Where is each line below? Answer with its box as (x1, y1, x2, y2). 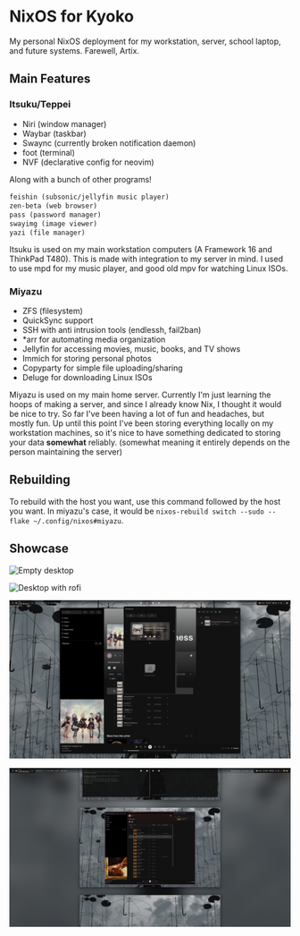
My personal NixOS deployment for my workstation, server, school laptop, (9, 36, 281, 47)
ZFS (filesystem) (21, 305, 83, 316)
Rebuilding (9, 472, 71, 488)
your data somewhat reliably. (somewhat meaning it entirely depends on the (9, 437, 290, 447)
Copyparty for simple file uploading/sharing (21, 362, 183, 373)
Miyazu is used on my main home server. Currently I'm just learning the (9, 389, 271, 400)
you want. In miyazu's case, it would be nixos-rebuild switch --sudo (9, 506, 265, 516)
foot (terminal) (21, 147, 76, 157)
